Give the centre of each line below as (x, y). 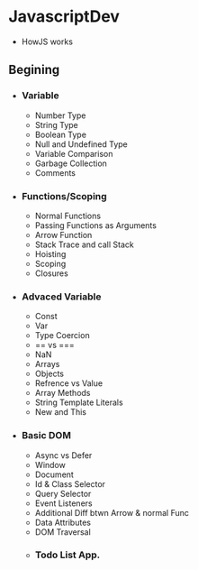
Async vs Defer (63, 455)
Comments (55, 172)
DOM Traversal (63, 532)
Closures (51, 273)
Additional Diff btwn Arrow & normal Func (112, 512)
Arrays (47, 364)
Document (54, 474)
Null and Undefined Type (81, 144)
